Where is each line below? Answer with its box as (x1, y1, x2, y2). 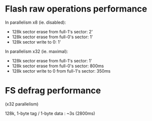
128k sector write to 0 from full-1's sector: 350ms (12, 68, 111, 74)
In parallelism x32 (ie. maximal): (5, 48, 69, 54)
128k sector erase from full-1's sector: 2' (12, 29, 93, 34)
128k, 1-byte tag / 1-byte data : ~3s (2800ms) (5, 110, 95, 116)
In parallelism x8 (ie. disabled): (5, 19, 66, 25)
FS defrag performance (5, 85, 101, 96)
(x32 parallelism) (5, 101, 39, 107)
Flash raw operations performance (5, 3, 148, 15)
